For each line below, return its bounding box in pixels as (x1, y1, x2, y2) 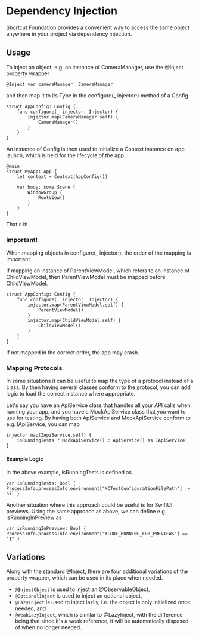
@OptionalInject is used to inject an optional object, (14, 592, 142, 599)
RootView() (38, 194, 66, 201)
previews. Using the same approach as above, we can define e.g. (6, 507, 167, 514)
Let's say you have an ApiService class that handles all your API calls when (6, 402, 191, 409)
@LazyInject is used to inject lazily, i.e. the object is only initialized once (14, 599, 191, 606)
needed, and (14, 605, 46, 612)
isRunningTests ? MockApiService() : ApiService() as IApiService (17, 437, 185, 443)
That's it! (6, 220, 28, 228)
